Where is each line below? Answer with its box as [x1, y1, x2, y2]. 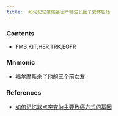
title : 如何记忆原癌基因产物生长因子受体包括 [6, 9, 111, 15]
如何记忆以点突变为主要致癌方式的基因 [15, 103, 112, 111]
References [6, 89, 42, 97]
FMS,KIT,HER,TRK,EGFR [15, 43, 76, 50]
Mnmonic [6, 58, 35, 67]
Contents [6, 29, 35, 37]
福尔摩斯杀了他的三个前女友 [15, 73, 86, 80]
